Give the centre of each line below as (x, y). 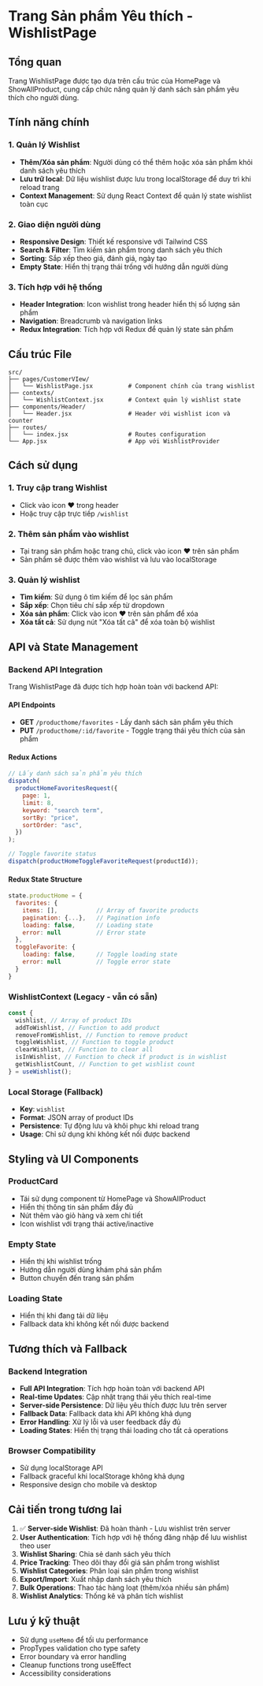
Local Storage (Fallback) (56, 1091)
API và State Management (73, 647)
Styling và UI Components (74, 1159)
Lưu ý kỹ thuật (44, 1621)
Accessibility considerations (65, 1673)
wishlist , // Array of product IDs (74, 1020)
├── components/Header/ (47, 407)
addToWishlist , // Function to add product (87, 1028)
